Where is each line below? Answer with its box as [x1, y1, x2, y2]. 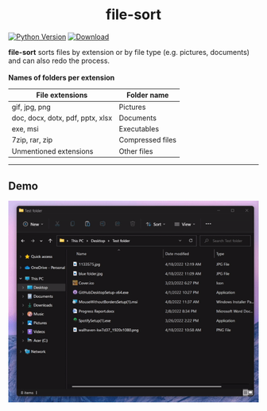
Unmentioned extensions [11, 146, 94, 156]
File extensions [36, 90, 88, 100]
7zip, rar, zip [11, 135, 53, 145]
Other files [118, 146, 153, 156]
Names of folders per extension [8, 72, 115, 82]
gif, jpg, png [11, 102, 52, 112]
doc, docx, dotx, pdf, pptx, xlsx [11, 113, 113, 123]
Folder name [126, 90, 169, 100]
